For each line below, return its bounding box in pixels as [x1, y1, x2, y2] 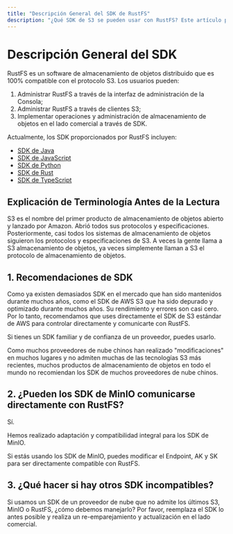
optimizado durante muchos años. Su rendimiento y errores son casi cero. [7, 304, 219, 313]
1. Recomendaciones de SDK [7, 271, 133, 283]
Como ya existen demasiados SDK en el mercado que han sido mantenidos [7, 290, 222, 298]
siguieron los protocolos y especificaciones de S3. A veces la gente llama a [7, 236, 223, 245]
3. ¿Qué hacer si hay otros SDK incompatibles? [7, 479, 214, 491]
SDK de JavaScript [17, 154, 71, 162]
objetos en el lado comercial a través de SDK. [17, 119, 148, 128]
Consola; [17, 98, 43, 106]
